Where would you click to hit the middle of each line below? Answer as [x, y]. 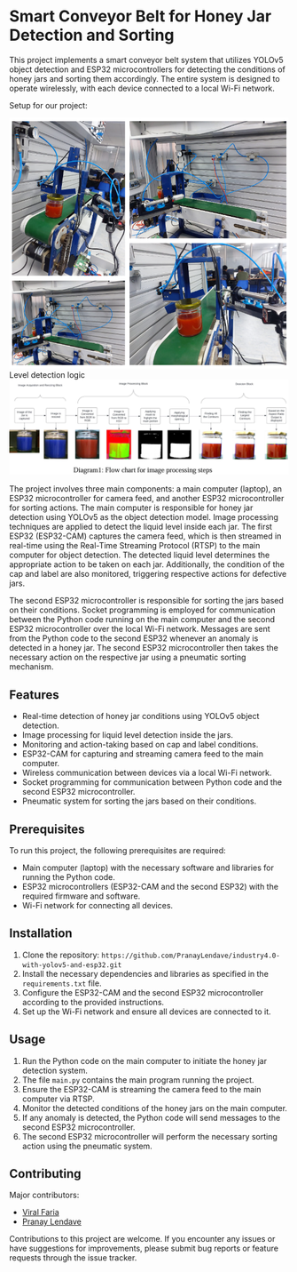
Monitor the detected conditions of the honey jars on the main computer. [155, 1108]
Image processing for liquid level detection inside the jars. [127, 735]
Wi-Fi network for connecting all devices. [98, 906]
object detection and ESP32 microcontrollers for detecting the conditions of [147, 69]
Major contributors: [44, 1195]
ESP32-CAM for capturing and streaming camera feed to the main [143, 754]
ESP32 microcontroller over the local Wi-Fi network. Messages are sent [140, 629]
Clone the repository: [61, 955]
